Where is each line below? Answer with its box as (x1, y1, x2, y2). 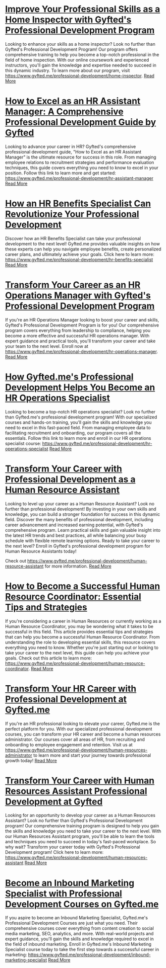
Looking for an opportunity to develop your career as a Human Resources (5, 812, 156, 818)
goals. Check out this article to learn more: (5, 655, 92, 661)
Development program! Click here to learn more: (5, 849, 104, 855)
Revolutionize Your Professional (5, 209, 140, 220)
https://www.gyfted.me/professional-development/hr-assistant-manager (5, 175, 154, 181)
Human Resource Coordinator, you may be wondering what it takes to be (5, 623, 154, 629)
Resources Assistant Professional (5, 785, 148, 797)
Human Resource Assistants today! (5, 548, 77, 554)
